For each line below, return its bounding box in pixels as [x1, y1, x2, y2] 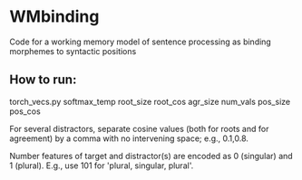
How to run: [9, 72, 77, 88]
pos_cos [9, 106, 41, 117]
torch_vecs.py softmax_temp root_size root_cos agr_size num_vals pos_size [9, 96, 291, 107]
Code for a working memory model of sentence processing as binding [9, 36, 272, 47]
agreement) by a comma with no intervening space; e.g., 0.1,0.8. [9, 133, 249, 144]
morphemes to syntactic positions [9, 45, 137, 56]
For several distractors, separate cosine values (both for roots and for [9, 123, 269, 134]
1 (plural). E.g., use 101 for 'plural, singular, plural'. [9, 160, 194, 171]
